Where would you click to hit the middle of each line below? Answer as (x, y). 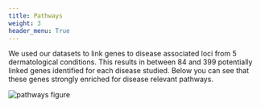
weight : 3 (25, 23)
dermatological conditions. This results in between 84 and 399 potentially (130, 62)
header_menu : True (39, 31)
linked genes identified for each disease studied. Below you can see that (129, 71)
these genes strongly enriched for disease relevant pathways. (111, 79)
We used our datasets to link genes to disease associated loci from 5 (123, 54)
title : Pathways (35, 16)
